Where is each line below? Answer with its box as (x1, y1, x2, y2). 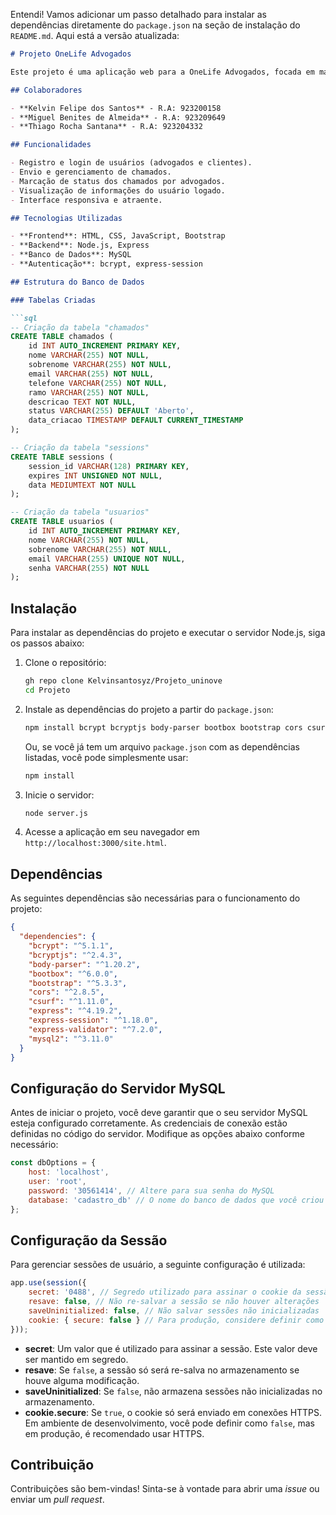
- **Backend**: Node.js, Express (10, 240, 150, 251)
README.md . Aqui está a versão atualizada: (10, 30, 180, 41)
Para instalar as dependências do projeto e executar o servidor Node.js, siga (10, 627, 326, 639)
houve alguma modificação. (24, 1374, 140, 1386)
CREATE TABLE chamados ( (10, 332, 114, 342)
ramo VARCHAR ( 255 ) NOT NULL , (28, 387, 150, 398)
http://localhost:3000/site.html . (24, 837, 167, 849)
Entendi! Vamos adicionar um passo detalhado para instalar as (10, 9, 267, 20)
